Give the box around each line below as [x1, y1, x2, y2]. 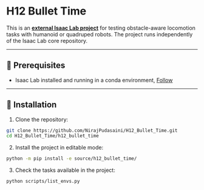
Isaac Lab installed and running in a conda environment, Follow [15, 76, 173, 84]
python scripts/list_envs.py [6, 179, 80, 185]
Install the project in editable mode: [15, 144, 104, 151]
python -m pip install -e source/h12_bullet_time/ [6, 156, 137, 162]
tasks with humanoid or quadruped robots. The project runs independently [6, 30, 193, 38]
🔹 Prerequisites [6, 61, 66, 71]
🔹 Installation [6, 100, 57, 110]
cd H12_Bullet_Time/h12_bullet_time [6, 133, 99, 139]
